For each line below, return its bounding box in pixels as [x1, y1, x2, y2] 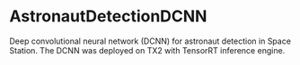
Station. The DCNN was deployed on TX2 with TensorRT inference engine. [9, 45, 286, 55]
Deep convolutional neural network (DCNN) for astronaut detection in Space [9, 36, 292, 46]
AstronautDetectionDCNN [9, 6, 207, 27]
